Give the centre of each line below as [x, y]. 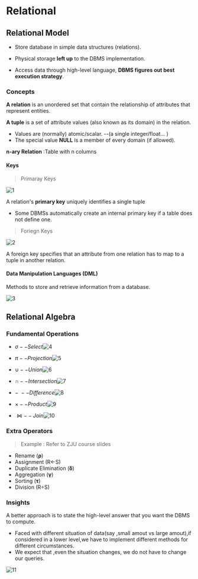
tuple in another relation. [36, 260]
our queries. [30, 558]
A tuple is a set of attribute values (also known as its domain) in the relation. [99, 122]
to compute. [21, 521]
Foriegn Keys [37, 231]
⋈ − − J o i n [30, 416]
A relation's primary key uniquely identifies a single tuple [76, 201]
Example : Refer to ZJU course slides [66, 444]
